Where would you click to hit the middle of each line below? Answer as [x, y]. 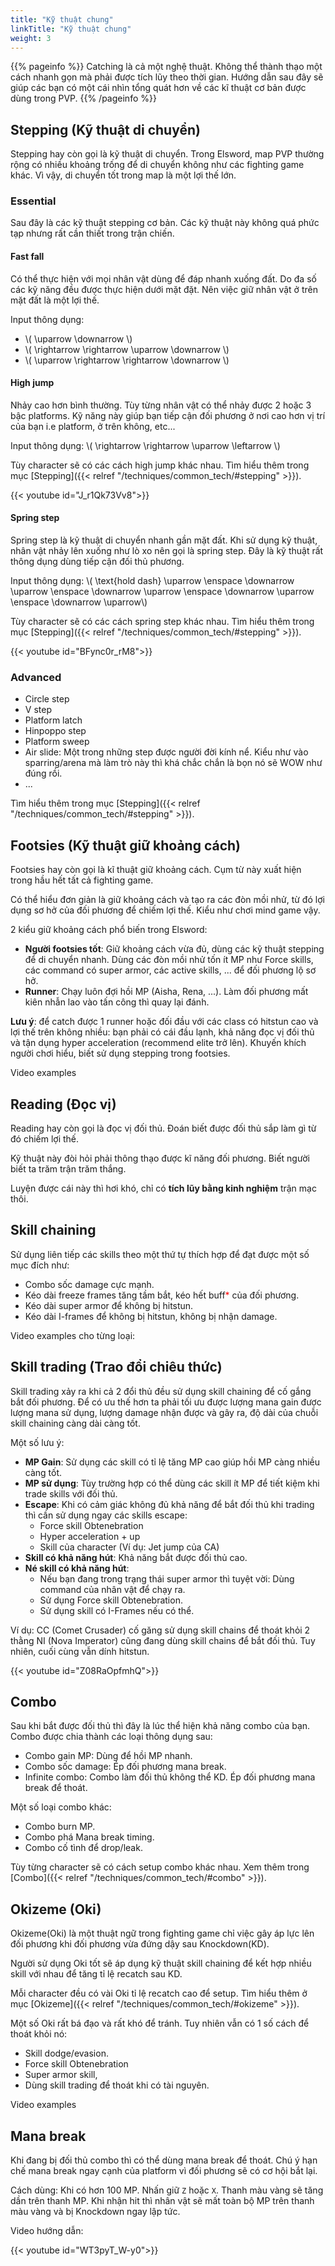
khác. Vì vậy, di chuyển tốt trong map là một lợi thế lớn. [123, 175]
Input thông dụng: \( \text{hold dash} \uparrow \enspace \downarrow [152, 581]
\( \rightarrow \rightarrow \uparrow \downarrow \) [127, 349]
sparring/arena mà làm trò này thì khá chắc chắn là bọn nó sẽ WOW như [173, 763]
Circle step [47, 699]
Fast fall [27, 257]
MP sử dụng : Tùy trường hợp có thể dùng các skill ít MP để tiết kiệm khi [172, 1483]
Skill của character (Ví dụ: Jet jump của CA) [129, 1547]
